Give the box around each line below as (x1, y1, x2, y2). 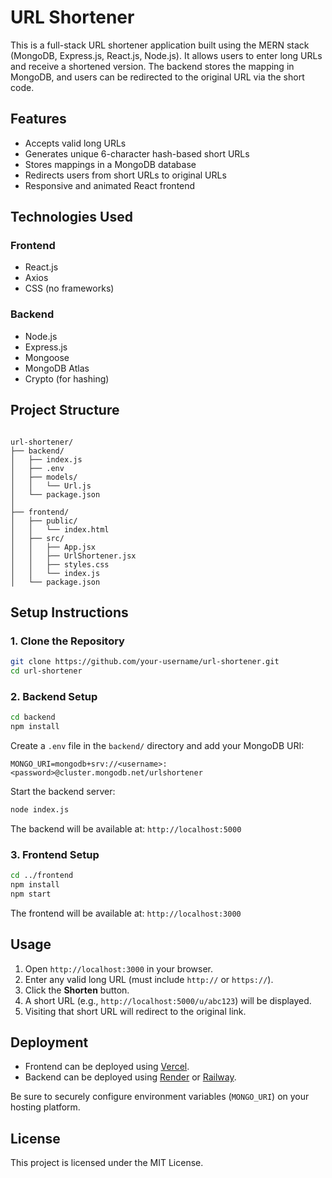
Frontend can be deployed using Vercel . (24, 1061, 190, 1073)
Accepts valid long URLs (24, 137, 127, 149)
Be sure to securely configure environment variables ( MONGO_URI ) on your (10, 1091, 310, 1103)
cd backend (10, 712, 56, 723)
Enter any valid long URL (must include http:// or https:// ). (24, 973, 274, 985)
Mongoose (24, 351, 70, 363)
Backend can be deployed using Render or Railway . (24, 1071, 237, 1083)
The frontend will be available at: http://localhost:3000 (10, 907, 242, 919)
